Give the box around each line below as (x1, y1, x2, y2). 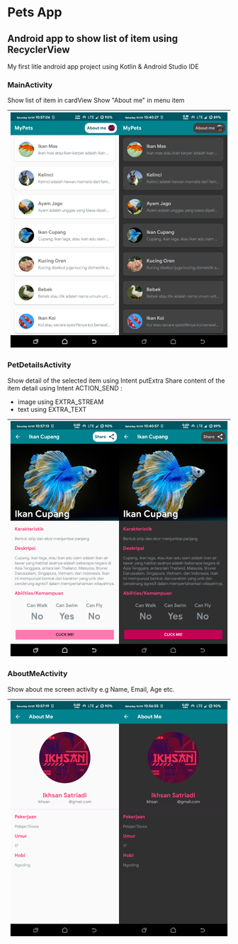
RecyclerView (7, 43, 70, 55)
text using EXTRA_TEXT (17, 405, 87, 413)
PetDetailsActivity (7, 360, 72, 370)
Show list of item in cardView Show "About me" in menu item (7, 96, 185, 105)
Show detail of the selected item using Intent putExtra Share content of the (7, 376, 225, 385)
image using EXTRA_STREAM (17, 398, 104, 406)
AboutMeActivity (7, 669, 68, 679)
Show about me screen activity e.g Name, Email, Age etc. (7, 685, 175, 693)
